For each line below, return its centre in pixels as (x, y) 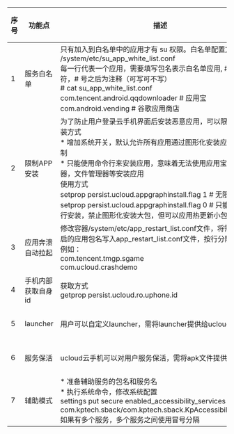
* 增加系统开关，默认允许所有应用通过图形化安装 (140, 142)
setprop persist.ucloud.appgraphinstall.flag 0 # (137, 205)
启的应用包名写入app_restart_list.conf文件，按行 (139, 239)
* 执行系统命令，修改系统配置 (109, 392)
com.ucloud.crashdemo (99, 267)
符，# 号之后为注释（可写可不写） (116, 79)
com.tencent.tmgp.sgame (102, 258)
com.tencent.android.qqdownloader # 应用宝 (133, 98)
